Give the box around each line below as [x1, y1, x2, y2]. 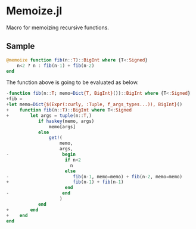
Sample [6, 41, 35, 51]
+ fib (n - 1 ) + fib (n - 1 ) [6, 179, 124, 185]
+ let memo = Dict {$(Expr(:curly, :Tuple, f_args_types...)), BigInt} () [6, 101, 183, 108]
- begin [6, 151, 76, 157]
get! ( [48, 135, 63, 141]
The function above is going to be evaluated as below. [6, 79, 139, 86]
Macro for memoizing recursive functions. [6, 24, 109, 31]
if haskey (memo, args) [38, 118, 95, 124]
